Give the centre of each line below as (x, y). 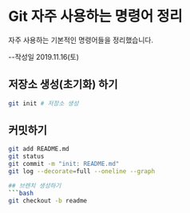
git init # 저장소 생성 (44, 103)
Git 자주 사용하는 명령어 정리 (95, 16)
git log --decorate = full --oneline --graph (82, 172)
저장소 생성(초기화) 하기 (63, 85)
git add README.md (39, 149)
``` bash (21, 193)
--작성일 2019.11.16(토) (44, 57)
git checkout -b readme (48, 200)
